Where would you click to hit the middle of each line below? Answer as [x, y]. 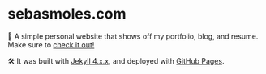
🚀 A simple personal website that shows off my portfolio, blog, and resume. [133, 36]
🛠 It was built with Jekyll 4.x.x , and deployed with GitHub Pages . [116, 60]
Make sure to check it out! [51, 44]
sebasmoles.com [67, 14]
